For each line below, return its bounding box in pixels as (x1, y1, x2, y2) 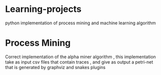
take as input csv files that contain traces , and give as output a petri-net (5, 59, 154, 65)
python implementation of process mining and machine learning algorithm (5, 20, 156, 26)
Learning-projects (5, 3, 82, 15)
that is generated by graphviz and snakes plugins (5, 64, 106, 70)
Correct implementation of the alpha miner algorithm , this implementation (5, 54, 156, 60)
